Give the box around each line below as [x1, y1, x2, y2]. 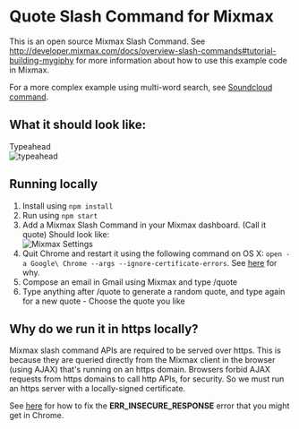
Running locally [9, 176, 98, 192]
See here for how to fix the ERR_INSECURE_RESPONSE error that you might [9, 400, 290, 411]
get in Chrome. [9, 410, 64, 421]
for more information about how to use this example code [75, 55, 288, 65]
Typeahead [9, 141, 51, 151]
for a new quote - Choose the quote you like [21, 296, 185, 306]
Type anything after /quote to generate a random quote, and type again [21, 286, 286, 296]
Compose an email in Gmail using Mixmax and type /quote [21, 276, 238, 287]
